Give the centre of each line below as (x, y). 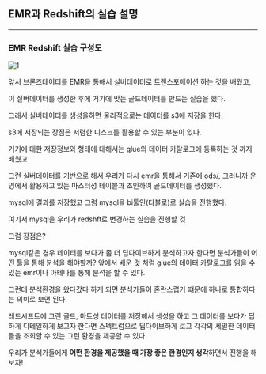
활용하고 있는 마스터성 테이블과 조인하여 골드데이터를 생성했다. (125, 186)
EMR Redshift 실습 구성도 (55, 47)
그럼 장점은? (27, 236)
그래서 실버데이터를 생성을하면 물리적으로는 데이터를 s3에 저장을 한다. (116, 115)
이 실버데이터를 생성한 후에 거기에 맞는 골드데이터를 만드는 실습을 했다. (117, 99)
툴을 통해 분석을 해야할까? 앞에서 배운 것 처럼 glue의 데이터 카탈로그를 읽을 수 (136, 263)
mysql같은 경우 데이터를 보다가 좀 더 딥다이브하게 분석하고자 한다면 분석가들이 (129, 253)
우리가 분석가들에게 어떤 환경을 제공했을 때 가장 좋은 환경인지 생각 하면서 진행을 (129, 353)
